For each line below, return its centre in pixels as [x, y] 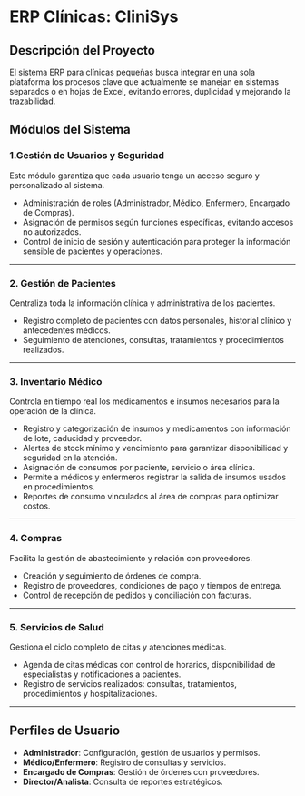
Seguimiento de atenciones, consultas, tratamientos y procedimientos [153, 339]
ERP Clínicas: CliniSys [94, 17]
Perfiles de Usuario [65, 731]
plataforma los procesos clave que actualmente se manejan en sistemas [144, 82]
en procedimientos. [59, 487]
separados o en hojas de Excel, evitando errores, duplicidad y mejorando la [151, 91]
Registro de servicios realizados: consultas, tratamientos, [130, 683]
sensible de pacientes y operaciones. [93, 251]
